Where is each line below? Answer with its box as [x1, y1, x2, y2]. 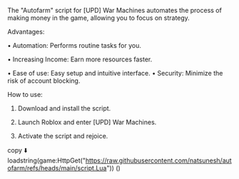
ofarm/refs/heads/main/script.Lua [7, 164, 107, 172]
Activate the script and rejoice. [17, 132, 108, 140]
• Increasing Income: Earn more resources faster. [7, 55, 153, 63]
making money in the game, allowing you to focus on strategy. [7, 14, 190, 22]
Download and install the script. [17, 104, 111, 113]
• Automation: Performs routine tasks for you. [7, 41, 141, 49]
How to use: [7, 91, 43, 98]
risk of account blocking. [7, 76, 81, 85]
